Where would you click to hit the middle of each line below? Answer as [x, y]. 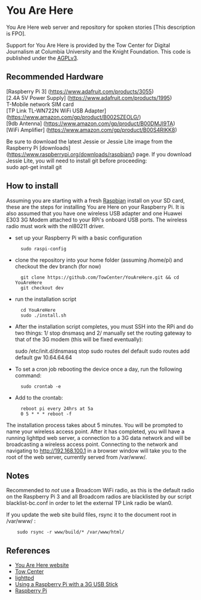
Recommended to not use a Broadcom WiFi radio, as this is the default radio [100, 490]
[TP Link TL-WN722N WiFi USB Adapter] [56, 110]
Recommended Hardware [55, 77]
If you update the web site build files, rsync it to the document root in [91, 515]
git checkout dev [42, 288]
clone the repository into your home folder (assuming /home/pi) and [99, 260]
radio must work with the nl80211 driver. [55, 226]
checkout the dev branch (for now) [58, 266]
